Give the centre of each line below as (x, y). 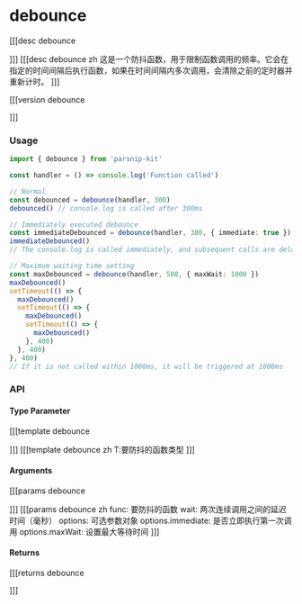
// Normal (28, 191)
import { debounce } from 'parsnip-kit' (86, 159)
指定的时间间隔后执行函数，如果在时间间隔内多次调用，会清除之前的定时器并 (151, 70)
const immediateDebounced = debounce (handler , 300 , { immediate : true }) (151, 233)
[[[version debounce (47, 99)
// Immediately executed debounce (74, 225)
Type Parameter (40, 411)
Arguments (31, 471)
